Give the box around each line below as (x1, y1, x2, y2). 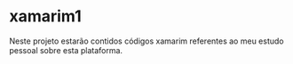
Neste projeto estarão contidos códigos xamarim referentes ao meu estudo (9, 36, 284, 46)
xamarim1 (9, 6, 82, 27)
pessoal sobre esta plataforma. (9, 44, 123, 55)
